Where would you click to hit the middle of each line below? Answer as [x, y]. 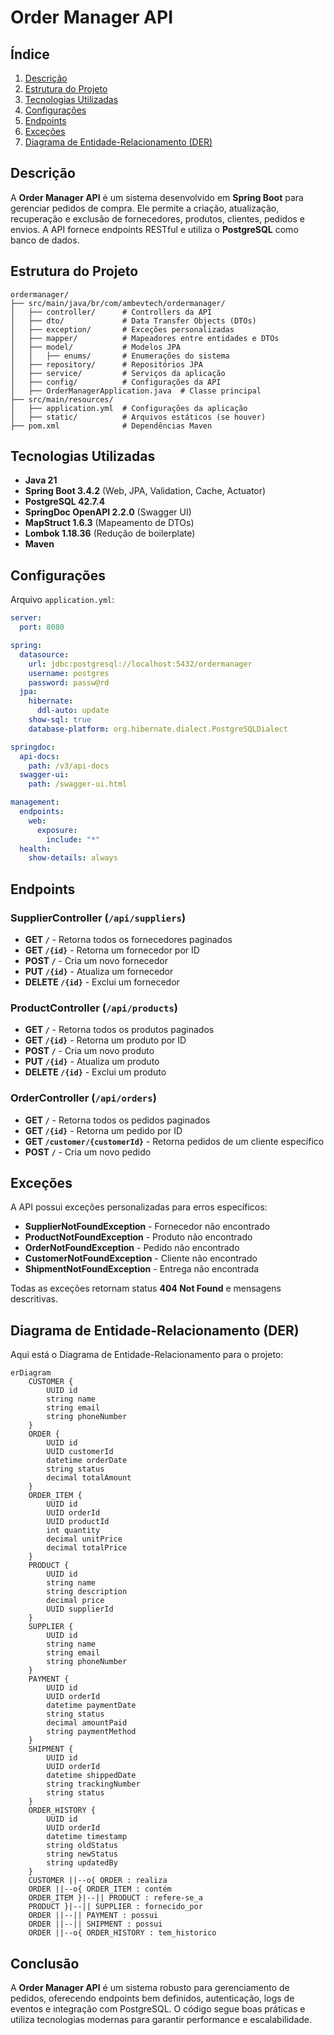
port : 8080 [42, 627]
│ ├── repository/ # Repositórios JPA [106, 364]
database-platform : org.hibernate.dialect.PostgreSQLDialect [158, 729]
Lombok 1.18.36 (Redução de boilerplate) [110, 533]
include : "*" [73, 839]
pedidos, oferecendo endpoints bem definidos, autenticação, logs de [152, 1998]
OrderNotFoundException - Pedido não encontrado [132, 1248]
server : [26, 618]
